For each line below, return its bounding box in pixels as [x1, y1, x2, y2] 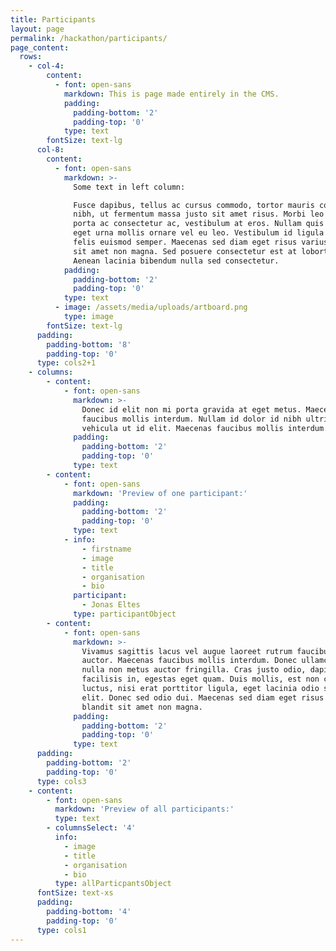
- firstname [81, 544, 132, 554]
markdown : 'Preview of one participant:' [73, 488, 248, 498]
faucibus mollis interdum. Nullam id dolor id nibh [81, 414, 302, 424]
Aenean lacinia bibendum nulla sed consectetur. [73, 256, 280, 266]
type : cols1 [36, 925, 87, 935]
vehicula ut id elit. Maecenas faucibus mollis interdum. [81, 423, 329, 433]
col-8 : [36, 145, 65, 155]
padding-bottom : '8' [46, 339, 132, 350]
